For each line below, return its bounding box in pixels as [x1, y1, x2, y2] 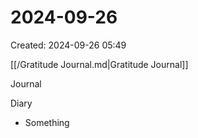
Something [24, 116, 70, 128]
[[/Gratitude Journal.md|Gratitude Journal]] [10, 58, 189, 70]
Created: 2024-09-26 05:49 [10, 39, 127, 51]
